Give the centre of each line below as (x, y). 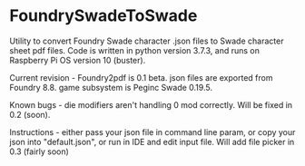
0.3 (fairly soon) (39, 151)
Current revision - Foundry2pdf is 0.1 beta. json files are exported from (141, 77)
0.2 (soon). (30, 114)
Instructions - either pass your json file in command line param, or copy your (152, 132)
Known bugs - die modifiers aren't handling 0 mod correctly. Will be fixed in (151, 104)
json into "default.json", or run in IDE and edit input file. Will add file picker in (152, 142)
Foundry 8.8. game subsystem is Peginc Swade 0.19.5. (111, 87)
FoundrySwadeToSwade (103, 16)
